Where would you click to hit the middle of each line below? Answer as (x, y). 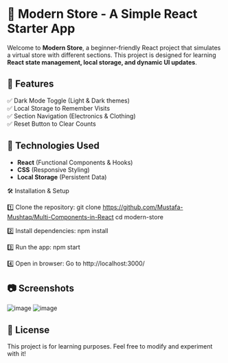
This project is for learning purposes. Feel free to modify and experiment (110, 346)
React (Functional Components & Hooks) (75, 162)
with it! (16, 354)
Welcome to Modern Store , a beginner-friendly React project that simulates (114, 47)
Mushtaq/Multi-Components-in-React (61, 217)
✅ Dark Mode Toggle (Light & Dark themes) (69, 100)
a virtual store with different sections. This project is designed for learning (112, 55)
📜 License (28, 330)
